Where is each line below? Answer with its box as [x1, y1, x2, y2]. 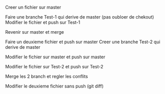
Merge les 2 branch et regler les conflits [5, 73, 88, 79]
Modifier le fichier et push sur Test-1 [5, 20, 80, 25]
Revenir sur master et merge [5, 29, 64, 35]
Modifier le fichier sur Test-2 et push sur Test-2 [5, 64, 104, 69]
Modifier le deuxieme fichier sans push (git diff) [5, 83, 104, 89]
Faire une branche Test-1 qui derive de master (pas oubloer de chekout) [5, 14, 154, 20]
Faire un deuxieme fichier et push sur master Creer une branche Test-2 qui [5, 39, 160, 45]
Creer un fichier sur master [5, 5, 61, 10]
